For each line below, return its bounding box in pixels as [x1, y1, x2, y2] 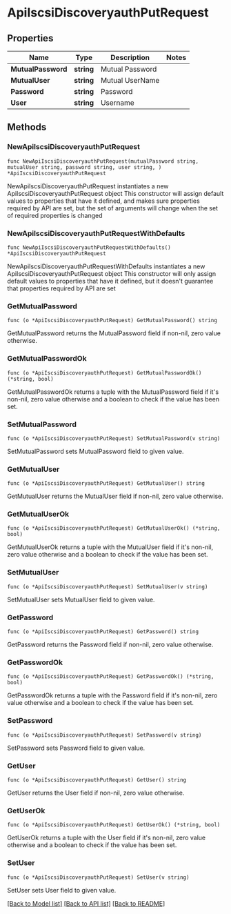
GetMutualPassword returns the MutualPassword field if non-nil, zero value [7, 329, 221, 337]
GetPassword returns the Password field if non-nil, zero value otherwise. [7, 640, 214, 649]
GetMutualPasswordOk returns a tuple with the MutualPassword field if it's [7, 388, 219, 396]
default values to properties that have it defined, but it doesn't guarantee [7, 277, 214, 285]
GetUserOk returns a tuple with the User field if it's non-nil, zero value [7, 833, 205, 842]
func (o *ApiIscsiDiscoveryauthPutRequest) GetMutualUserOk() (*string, [7, 525, 221, 532]
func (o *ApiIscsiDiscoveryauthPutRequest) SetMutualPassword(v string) [7, 435, 221, 442]
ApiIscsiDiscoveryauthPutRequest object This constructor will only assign [7, 269, 216, 277]
